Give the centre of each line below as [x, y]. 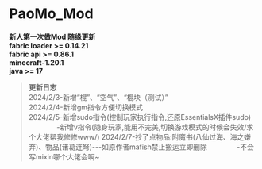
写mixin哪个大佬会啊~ [64, 156]
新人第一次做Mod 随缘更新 [52, 36]
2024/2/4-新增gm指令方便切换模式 [86, 107]
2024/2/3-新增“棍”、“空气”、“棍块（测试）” [98, 97]
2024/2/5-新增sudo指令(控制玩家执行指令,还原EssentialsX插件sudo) [140, 117]
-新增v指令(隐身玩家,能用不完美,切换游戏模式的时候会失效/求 [155, 127]
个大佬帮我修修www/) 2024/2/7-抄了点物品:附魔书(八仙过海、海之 [136, 136]
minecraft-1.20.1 [37, 62]
